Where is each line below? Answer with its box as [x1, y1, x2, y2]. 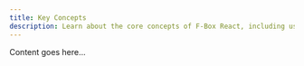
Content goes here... [9, 46, 86, 57]
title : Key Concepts [9, 13, 88, 23]
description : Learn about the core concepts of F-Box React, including [9, 22, 285, 31]
